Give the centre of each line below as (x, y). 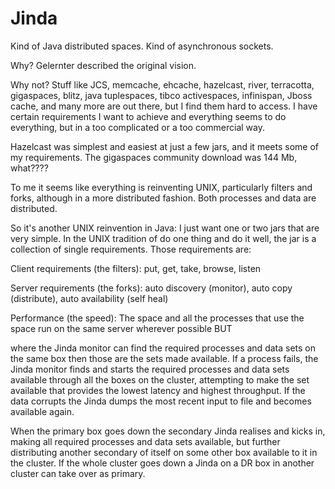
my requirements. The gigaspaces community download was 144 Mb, (154, 157)
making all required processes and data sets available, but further (145, 441)
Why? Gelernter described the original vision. (103, 65)
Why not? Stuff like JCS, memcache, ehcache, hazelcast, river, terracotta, (162, 84)
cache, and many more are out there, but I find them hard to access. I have (164, 106)
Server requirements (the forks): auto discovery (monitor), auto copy (151, 288)
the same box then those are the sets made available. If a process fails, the (164, 358)
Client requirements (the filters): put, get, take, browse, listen (136, 268)
